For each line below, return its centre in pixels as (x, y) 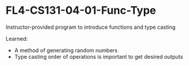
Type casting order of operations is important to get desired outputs (99, 56)
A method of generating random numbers (66, 50)
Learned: (17, 38)
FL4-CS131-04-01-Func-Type (81, 10)
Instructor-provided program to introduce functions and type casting (91, 27)
